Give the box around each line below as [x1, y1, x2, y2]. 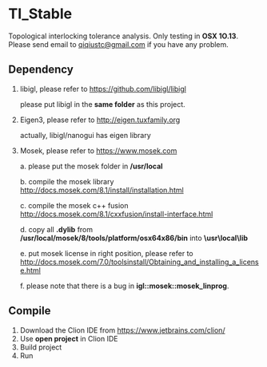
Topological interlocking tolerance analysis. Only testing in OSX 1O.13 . [8, 31, 238, 41]
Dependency [8, 63, 74, 77]
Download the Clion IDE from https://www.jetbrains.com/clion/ [19, 325, 225, 335]
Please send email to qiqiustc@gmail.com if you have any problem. [8, 39, 229, 49]
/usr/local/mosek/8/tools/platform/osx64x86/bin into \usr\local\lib [19, 233, 249, 243]
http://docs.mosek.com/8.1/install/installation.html [19, 185, 184, 195]
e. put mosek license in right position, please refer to [19, 248, 193, 258]
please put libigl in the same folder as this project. [19, 99, 185, 109]
